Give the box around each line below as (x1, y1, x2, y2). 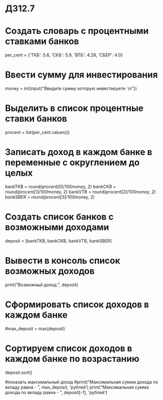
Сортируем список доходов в (5, 343, 133, 354)
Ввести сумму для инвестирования (5, 69, 158, 80)
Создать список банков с (5, 212, 114, 222)
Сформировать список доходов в (5, 299, 149, 310)
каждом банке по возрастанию (5, 353, 140, 364)
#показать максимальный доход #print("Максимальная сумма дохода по (5, 379, 159, 385)
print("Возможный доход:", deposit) (5, 282, 79, 288)
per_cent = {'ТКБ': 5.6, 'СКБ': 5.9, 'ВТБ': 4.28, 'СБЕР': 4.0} (5, 52, 123, 58)
